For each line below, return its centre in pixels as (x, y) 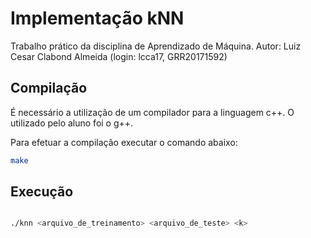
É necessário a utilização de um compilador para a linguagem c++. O (152, 112)
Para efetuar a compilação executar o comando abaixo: (124, 142)
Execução (42, 192)
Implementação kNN (97, 18)
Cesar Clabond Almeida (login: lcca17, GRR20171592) (119, 56)
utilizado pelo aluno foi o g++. (72, 123)
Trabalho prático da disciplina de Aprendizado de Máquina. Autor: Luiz (156, 46)
